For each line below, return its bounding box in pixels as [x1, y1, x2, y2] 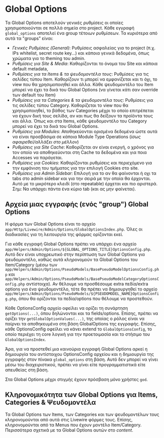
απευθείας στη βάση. [5, 367, 49, 373]
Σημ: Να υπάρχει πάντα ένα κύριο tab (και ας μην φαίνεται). [12, 186, 136, 192]
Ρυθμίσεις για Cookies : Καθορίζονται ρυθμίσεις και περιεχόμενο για [12, 160, 152, 166]
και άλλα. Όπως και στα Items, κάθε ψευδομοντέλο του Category [12, 118, 147, 124]
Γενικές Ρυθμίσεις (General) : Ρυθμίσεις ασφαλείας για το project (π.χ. [12, 45, 156, 51]
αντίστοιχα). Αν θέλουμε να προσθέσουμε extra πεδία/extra [26, 281, 148, 287]
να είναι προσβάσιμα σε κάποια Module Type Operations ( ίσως [12, 134, 141, 140]
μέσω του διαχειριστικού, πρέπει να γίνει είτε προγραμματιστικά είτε [5, 361, 146, 367]
